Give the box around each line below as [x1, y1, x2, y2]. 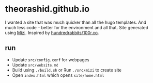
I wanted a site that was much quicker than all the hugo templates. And [5, 19, 147, 25]
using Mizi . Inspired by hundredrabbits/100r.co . [5, 30, 99, 35]
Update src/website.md [12, 62, 59, 67]
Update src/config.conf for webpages [12, 57, 90, 63]
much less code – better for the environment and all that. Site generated [5, 24, 149, 30]
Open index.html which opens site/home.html [12, 72, 105, 78]
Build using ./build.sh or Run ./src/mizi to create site [12, 67, 122, 73]
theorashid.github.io [5, 3, 90, 15]
